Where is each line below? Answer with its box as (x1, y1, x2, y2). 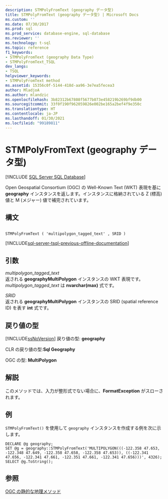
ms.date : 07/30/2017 (5, 21, 49, 27)
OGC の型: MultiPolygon (5, 357, 57, 363)
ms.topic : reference (5, 45, 49, 50)
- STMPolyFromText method (5, 78, 60, 83)
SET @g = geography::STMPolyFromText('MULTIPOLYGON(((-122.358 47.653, (5, 446, 160, 451)
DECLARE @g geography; (5, 441, 53, 446)
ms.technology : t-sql (5, 41, 51, 46)
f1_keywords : (5, 50, 33, 55)
